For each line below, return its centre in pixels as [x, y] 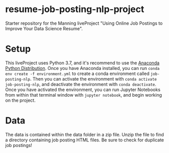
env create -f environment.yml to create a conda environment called [77, 73]
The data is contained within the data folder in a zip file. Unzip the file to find [84, 134]
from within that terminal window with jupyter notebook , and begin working [84, 95]
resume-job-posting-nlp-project [75, 9]
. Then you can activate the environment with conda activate [94, 79]
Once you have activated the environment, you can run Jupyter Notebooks [83, 90]
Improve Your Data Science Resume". [44, 28]
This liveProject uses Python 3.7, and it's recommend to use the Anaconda [82, 63]
